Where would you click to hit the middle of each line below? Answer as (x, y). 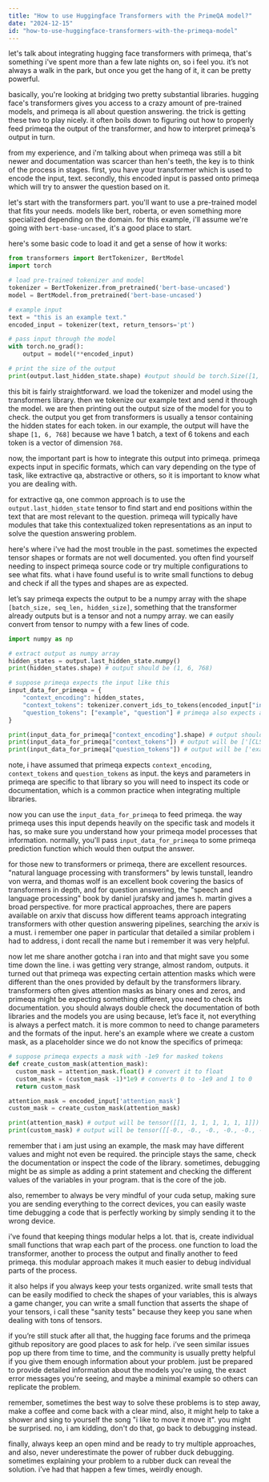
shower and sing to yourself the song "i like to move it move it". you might (130, 1419)
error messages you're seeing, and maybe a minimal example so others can (133, 1378)
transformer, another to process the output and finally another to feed (123, 1254)
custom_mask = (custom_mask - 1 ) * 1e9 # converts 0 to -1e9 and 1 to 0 (134, 1079)
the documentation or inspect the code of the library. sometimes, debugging (134, 1162)
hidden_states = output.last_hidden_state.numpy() (94, 661)
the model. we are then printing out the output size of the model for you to (130, 408)
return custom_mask (48, 1086)
